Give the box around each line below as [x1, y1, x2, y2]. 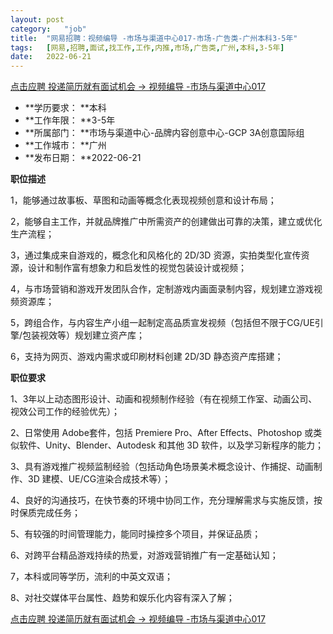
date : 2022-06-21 [10, 52, 92, 62]
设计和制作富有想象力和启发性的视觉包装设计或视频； [27, 262, 247, 274]
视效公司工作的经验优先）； [10, 406, 120, 418]
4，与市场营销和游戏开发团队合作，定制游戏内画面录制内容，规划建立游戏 [10, 283, 315, 295]
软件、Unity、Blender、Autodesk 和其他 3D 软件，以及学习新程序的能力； [18, 439, 324, 451]
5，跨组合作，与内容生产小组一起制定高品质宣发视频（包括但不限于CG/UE [10, 317, 315, 329]
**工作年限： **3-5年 [24, 114, 116, 126]
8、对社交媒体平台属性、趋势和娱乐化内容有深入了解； [10, 592, 235, 604]
